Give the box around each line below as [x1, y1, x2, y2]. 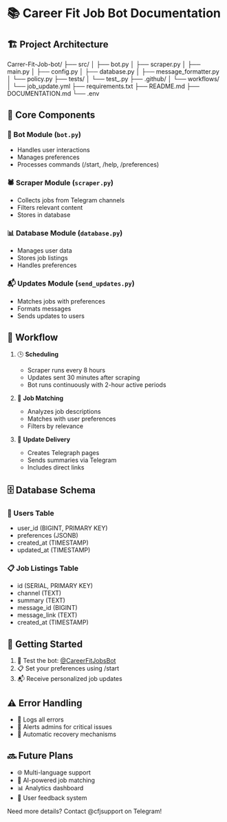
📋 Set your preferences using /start [17, 664, 120, 673]
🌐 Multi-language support [17, 768, 91, 777]
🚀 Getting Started [7, 638, 83, 650]
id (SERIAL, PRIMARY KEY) [17, 582, 94, 590]
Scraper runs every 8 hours [27, 366, 105, 375]
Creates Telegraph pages [27, 449, 100, 457]
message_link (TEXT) [17, 611, 78, 620]
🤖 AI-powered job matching [17, 776, 95, 784]
